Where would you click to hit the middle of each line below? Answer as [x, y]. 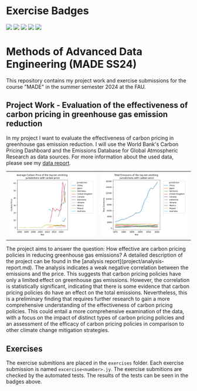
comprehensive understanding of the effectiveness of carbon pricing [89, 305]
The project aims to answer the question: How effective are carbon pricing [96, 249]
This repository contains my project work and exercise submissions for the [96, 80]
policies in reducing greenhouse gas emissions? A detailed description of [94, 255]
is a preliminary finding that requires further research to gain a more [88, 299]
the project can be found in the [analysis [55, 261]
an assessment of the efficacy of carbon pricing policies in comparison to [95, 324]
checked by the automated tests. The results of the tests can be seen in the [97, 376]
